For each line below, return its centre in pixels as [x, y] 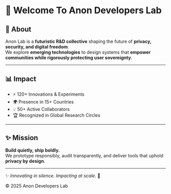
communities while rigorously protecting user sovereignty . [69, 58]
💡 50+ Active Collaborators [41, 109]
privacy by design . [25, 161]
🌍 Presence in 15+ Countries [43, 102]
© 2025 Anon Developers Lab [37, 186]
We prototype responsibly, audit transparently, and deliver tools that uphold [84, 155]
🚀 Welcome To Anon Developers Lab [83, 10]
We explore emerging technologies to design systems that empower [78, 52]
